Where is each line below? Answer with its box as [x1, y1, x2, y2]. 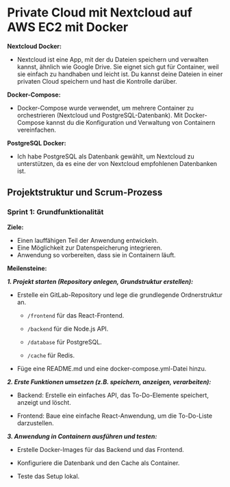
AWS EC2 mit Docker [7, 19, 129, 35]
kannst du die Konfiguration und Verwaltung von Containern [46, 118, 216, 126]
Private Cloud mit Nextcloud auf [7, 5, 193, 21]
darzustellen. [16, 418, 54, 427]
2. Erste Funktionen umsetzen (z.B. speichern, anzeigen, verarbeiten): [7, 377, 212, 385]
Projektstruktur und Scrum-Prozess [7, 187, 163, 198]
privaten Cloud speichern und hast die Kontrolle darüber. [16, 77, 177, 85]
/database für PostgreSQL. [27, 337, 103, 346]
